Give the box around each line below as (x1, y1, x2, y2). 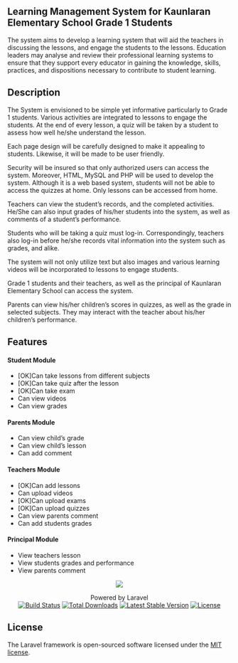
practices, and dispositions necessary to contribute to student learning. (7, 65, 217, 74)
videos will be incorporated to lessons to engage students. (7, 265, 179, 273)
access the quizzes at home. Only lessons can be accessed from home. (7, 186, 218, 194)
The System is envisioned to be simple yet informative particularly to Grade (7, 105, 228, 114)
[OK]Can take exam (17, 387, 76, 396)
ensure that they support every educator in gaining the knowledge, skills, (7, 58, 222, 67)
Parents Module (7, 418, 55, 426)
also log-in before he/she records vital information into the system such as (7, 236, 226, 245)
